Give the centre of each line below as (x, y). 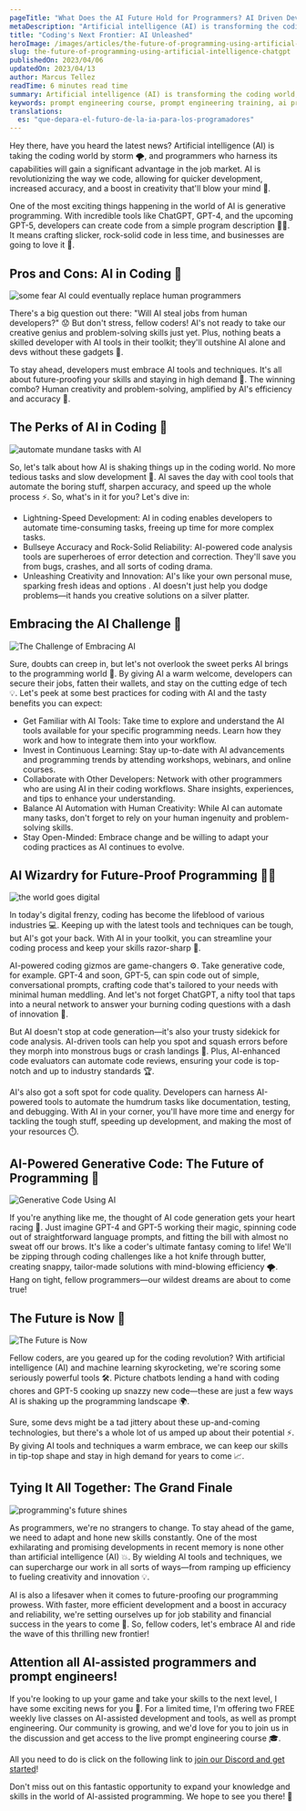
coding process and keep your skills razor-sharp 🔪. (105, 948)
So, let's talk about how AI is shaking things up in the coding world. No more (153, 467)
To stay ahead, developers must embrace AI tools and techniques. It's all (146, 369)
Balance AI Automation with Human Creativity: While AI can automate (153, 807)
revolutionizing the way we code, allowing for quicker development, (136, 179)
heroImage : (30, 43)
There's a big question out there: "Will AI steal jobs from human (128, 313)
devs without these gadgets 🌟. (66, 351)
